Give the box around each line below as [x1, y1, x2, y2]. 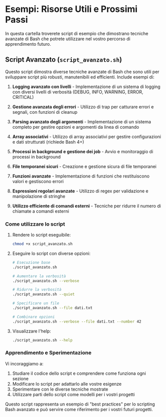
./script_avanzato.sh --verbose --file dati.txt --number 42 [12, 319, 142, 324]
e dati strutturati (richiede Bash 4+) [12, 139, 84, 145]
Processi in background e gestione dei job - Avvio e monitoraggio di [12, 148, 154, 155]
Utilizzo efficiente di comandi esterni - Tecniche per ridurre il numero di [12, 203, 161, 209]
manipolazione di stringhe [12, 193, 65, 199]
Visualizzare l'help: [12, 328, 51, 334]
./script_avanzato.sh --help [12, 337, 73, 342]
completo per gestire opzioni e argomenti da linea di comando [12, 124, 140, 130]
